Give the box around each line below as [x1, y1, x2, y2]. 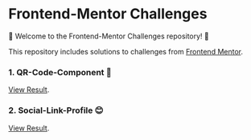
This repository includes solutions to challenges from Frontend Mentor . [8, 46, 244, 56]
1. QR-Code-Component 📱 [8, 66, 112, 78]
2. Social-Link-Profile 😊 [8, 105, 104, 116]
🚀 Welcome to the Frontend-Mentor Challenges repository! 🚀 [8, 31, 209, 41]
